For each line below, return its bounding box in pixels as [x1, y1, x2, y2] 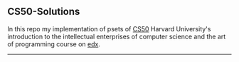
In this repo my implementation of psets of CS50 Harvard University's [7, 24, 211, 33]
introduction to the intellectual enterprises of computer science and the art [7, 32, 226, 41]
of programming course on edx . [7, 39, 101, 48]
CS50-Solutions [7, 6, 80, 18]
